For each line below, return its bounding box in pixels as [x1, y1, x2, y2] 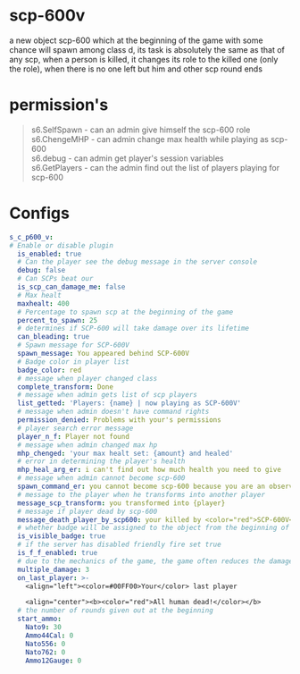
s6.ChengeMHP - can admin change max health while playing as [30, 133, 270, 144]
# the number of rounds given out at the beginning [17, 606, 214, 615]
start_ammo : [17, 614, 62, 624]
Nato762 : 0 [25, 647, 66, 657]
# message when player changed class [17, 374, 158, 383]
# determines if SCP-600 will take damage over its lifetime [17, 324, 250, 333]
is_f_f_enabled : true [17, 549, 98, 558]
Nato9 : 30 [25, 623, 62, 632]
